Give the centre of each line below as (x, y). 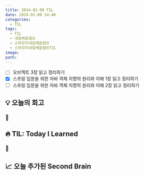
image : (12, 52)
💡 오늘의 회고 (25, 103)
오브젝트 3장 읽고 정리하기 (39, 72)
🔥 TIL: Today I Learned (42, 134)
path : (11, 57)
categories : (18, 19)
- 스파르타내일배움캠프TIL (33, 48)
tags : (11, 29)
